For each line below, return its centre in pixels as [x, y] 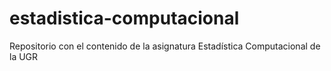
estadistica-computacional [124, 18]
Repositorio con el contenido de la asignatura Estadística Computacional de [165, 46]
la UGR [24, 56]
